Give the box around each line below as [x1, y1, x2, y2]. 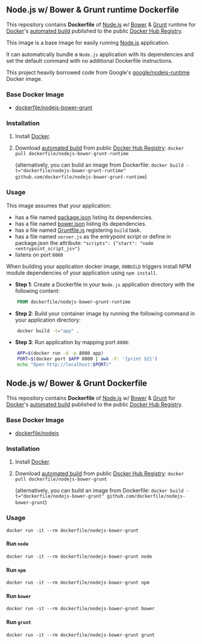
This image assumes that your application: [6, 202, 112, 209]
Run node [6, 540, 29, 547]
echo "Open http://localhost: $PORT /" [17, 362, 112, 368]
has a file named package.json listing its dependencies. [14, 214, 153, 221]
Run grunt [6, 618, 31, 625]
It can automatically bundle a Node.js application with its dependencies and [6, 51, 194, 58]
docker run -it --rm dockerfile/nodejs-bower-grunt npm [6, 579, 150, 586]
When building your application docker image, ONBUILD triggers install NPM [6, 263, 192, 270]
